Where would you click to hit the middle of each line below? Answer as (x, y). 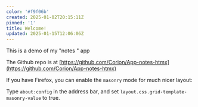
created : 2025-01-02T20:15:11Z (45, 17)
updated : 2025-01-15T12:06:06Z (45, 34)
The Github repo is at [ (34, 62)
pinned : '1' (21, 23)
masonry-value (24, 99)
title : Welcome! (26, 28)
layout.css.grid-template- (154, 92)
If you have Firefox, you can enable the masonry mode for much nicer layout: (99, 80)
